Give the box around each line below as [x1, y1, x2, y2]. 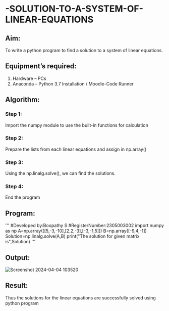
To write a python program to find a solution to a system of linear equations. [5, 48, 163, 53]
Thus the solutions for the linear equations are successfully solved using [5, 294, 156, 301]
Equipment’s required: [5, 62, 77, 71]
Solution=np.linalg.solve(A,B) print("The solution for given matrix [5, 233, 140, 239]
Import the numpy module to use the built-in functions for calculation [5, 122, 149, 128]
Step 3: [5, 159, 24, 166]
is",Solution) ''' [5, 239, 36, 245]
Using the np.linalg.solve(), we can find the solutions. [5, 170, 116, 176]
